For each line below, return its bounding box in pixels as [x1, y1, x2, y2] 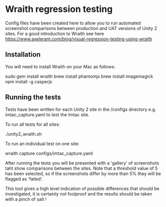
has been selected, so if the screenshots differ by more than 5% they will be [5, 171, 162, 177]
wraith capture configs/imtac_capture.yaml [5, 150, 93, 156]
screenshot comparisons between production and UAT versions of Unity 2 [5, 25, 158, 31]
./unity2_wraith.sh [5, 131, 42, 137]
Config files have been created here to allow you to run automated [5, 20, 141, 26]
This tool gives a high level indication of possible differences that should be [5, 186, 160, 192]
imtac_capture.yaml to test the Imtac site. [5, 111, 89, 118]
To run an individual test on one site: [5, 141, 80, 147]
